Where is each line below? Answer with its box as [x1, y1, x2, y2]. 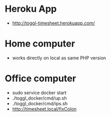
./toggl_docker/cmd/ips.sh [12, 100, 68, 106]
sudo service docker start [12, 89, 67, 96]
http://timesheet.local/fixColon [12, 106, 77, 112]
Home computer [5, 38, 75, 50]
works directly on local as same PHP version [12, 55, 106, 61]
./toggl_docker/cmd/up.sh [12, 95, 67, 101]
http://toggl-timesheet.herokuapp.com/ [12, 20, 95, 26]
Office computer [5, 73, 76, 84]
